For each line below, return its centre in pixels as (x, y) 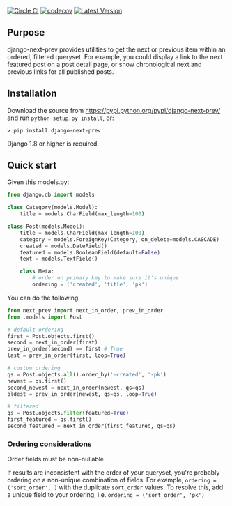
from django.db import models (51, 195)
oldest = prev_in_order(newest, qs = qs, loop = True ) (82, 394)
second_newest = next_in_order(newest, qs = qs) (76, 388)
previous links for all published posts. (61, 71)
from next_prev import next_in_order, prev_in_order (85, 310)
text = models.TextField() (59, 259)
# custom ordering (34, 368)
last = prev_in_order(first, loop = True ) (67, 355)
